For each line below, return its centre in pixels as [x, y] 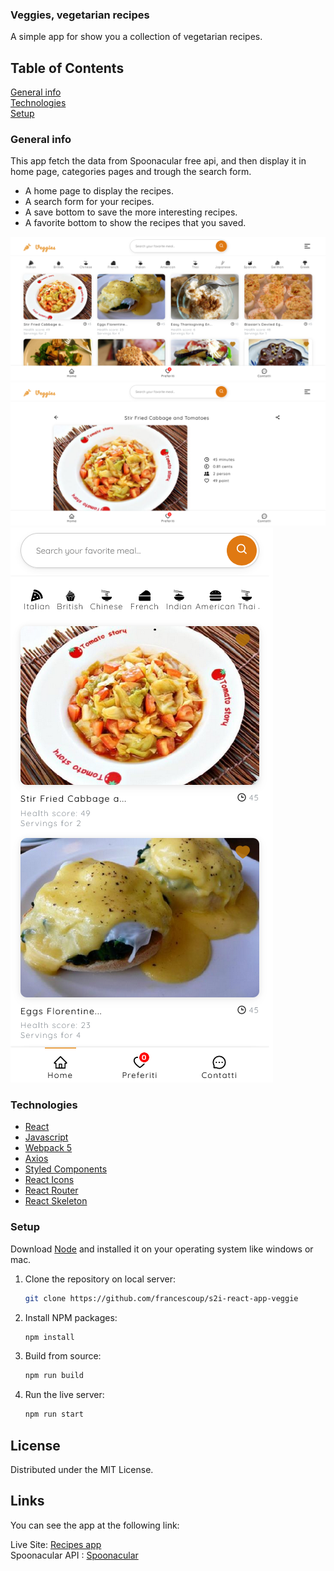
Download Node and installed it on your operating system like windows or [162, 1249]
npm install [49, 1337]
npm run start [54, 1414]
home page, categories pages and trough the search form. [131, 172]
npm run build [54, 1376]
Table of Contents [67, 68]
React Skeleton [56, 1201]
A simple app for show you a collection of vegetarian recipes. [136, 37]
